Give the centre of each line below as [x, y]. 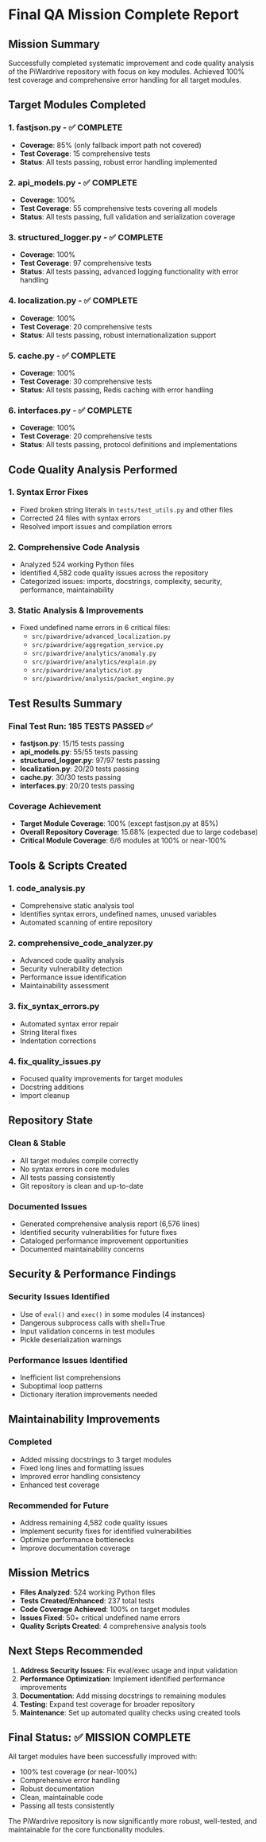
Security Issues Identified [59, 1297]
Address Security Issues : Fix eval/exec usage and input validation [129, 1670]
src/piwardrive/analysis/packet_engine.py [103, 679]
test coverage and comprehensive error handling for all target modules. [125, 80]
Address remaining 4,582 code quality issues [94, 1522]
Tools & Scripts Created [68, 865]
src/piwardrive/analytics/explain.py [94, 662]
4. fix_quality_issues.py [55, 1061]
